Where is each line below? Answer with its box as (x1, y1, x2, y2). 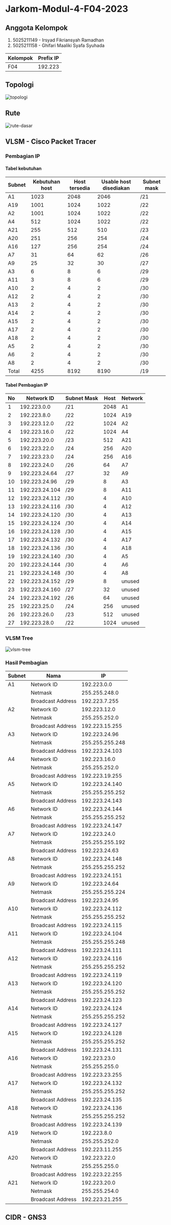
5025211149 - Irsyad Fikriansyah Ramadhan (12, 37, 104, 43)
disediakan (102, 184, 130, 192)
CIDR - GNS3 (5, 1213, 47, 1222)
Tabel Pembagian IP (5, 382, 48, 388)
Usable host (101, 178, 131, 186)
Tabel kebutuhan (5, 165, 42, 171)
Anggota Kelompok (5, 24, 68, 32)
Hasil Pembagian (5, 659, 48, 666)
